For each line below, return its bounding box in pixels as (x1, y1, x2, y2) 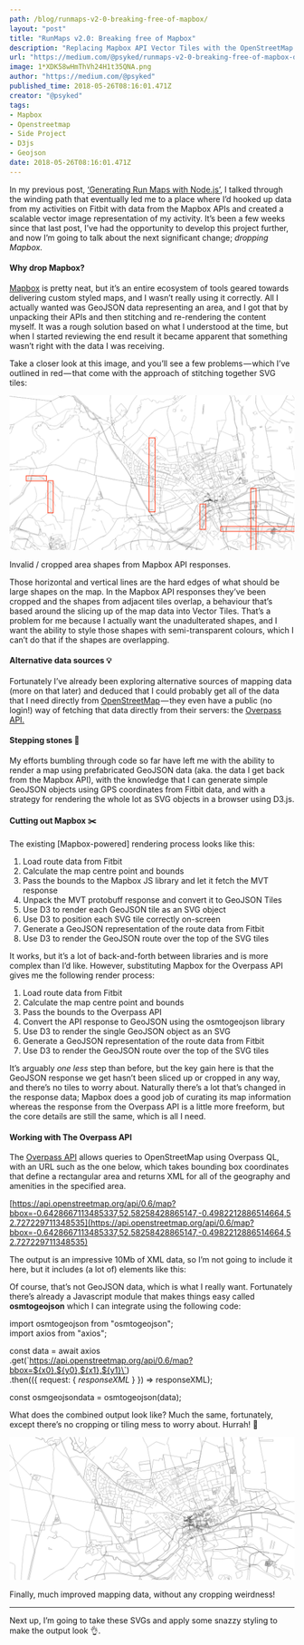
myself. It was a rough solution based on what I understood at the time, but (9, 321, 289, 332)
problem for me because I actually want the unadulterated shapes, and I (9, 614, 278, 625)
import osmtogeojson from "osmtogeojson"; (9, 1319, 174, 1330)
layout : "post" (9, 24, 67, 34)
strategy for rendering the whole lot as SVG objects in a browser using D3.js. (9, 794, 295, 805)
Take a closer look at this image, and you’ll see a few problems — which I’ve (9, 358, 290, 369)
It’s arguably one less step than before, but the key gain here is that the (9, 1063, 274, 1074)
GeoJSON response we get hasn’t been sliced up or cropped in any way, (9, 1072, 280, 1083)
